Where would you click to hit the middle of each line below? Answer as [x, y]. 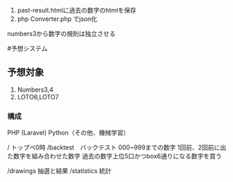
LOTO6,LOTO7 [38, 97]
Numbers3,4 [35, 90]
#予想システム [27, 48]
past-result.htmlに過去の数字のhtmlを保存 [77, 10]
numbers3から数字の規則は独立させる [62, 34]
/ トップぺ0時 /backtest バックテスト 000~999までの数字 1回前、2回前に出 [117, 147]
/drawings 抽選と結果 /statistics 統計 [59, 171]
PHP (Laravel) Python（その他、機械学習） [69, 133]
